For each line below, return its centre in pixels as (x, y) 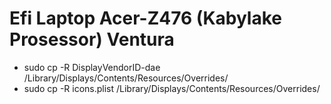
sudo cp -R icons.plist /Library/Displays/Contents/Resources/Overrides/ (172, 88)
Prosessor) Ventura (92, 39)
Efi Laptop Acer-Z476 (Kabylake (146, 18)
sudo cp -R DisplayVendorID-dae (92, 67)
